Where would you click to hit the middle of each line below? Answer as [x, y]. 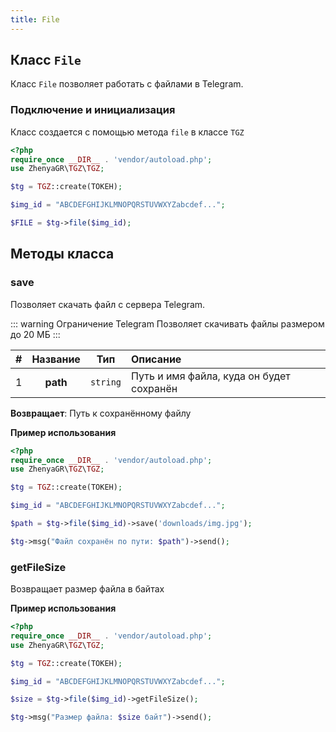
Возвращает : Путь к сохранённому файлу [101, 413]
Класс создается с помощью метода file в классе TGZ [127, 132]
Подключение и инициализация [93, 110]
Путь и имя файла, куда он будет [211, 376]
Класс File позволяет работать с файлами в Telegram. [127, 84]
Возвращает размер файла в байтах [87, 589]
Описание [156, 359]
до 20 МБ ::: [35, 334]
